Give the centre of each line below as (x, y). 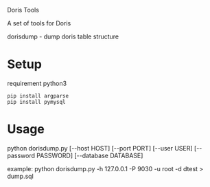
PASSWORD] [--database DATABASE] (90, 155)
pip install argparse (38, 96)
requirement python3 (37, 83)
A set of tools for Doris (39, 23)
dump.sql (21, 176)
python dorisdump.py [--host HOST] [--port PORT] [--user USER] (100, 148)
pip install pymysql (37, 102)
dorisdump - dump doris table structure (63, 36)
